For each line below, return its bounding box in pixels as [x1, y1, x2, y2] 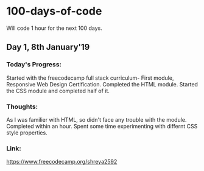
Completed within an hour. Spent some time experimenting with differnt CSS [6, 122, 198, 130]
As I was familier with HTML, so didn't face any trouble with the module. [6, 116, 187, 123]
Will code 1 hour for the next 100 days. [6, 24, 102, 32]
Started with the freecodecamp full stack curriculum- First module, [6, 74, 174, 82]
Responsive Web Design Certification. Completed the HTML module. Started [6, 80, 198, 88]
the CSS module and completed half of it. [6, 87, 110, 94]
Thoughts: [6, 102, 38, 111]
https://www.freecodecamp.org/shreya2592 [6, 158, 118, 166]
